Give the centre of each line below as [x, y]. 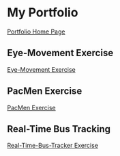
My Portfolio [43, 13]
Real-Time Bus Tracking [59, 129]
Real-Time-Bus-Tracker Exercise [53, 146]
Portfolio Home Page [36, 31]
